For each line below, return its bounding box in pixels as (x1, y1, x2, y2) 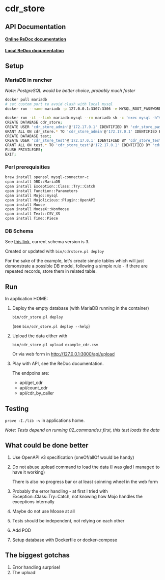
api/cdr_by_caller (19, 390, 54, 396)
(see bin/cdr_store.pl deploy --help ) (12, 323, 90, 329)
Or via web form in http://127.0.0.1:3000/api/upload (12, 351, 115, 357)
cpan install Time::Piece (5, 216, 58, 221)
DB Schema (5, 227, 33, 234)
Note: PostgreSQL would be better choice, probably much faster (5, 88, 136, 94)
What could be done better (5, 441, 89, 450)
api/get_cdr (19, 380, 43, 386)
